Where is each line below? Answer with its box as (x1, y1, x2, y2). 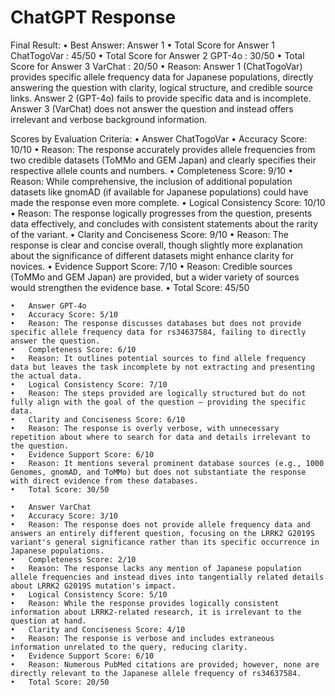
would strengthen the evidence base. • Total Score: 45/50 (10, 281, 250, 293)
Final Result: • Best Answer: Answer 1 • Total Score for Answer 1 (10, 39, 275, 51)
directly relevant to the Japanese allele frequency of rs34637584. (10, 668, 302, 678)
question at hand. (10, 616, 87, 626)
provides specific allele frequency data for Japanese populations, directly (10, 71, 314, 83)
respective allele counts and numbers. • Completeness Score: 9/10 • (10, 164, 294, 176)
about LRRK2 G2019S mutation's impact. (10, 581, 177, 591)
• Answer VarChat (10, 502, 92, 512)
